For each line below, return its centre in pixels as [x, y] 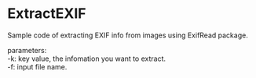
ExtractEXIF [47, 14]
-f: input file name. [37, 66]
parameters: [27, 50]
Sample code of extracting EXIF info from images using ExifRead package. [128, 35]
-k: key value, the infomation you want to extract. [87, 58]
